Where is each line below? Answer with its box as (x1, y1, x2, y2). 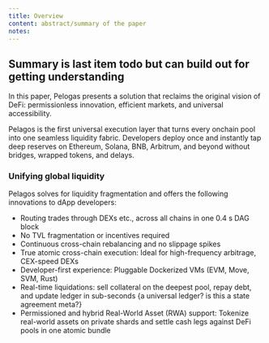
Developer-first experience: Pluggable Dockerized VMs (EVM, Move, (19, 265, 250, 275)
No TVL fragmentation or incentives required (19, 231, 170, 241)
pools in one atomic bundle (19, 326, 111, 336)
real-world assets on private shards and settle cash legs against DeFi (19, 317, 251, 327)
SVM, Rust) (19, 274, 58, 284)
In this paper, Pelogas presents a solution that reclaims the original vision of (8, 91, 261, 102)
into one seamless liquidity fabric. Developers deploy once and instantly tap (8, 133, 262, 143)
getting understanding (8, 70, 125, 84)
